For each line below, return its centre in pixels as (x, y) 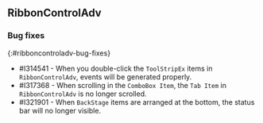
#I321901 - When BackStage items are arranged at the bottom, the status (137, 102)
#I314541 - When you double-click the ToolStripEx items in (116, 68)
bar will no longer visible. (60, 110)
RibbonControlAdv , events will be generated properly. (105, 77)
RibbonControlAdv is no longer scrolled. (83, 94)
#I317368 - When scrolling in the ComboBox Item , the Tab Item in (123, 85)
